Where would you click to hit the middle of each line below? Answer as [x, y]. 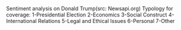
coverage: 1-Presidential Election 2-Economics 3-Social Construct [87, 15]
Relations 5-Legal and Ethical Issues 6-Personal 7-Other [106, 21]
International [22, 21]
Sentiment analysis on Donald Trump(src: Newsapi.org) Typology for [90, 9]
